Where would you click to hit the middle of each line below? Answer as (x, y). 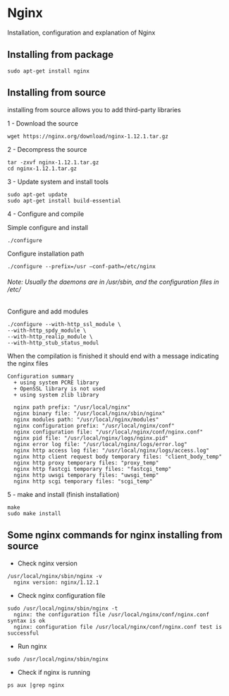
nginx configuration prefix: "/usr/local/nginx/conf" (94, 426)
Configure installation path (46, 253)
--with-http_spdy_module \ (47, 330)
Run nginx (32, 646)
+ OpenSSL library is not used (60, 389)
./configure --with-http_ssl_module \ (64, 324)
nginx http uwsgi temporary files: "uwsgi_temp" (86, 475)
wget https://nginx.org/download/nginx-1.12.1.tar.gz (88, 136)
